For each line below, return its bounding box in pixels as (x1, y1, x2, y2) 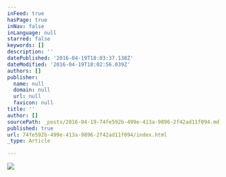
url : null (13, 93, 41, 100)
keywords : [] (7, 42, 45, 49)
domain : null (13, 86, 51, 93)
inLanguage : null (7, 29, 57, 36)
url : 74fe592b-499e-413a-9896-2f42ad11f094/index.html (7, 131, 168, 138)
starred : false (7, 36, 51, 43)
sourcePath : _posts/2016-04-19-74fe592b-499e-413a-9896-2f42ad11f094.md (7, 118, 220, 126)
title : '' (7, 106, 36, 113)
